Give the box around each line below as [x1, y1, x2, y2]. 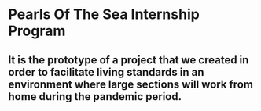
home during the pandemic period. [8, 90, 182, 103]
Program [8, 22, 66, 40]
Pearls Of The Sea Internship [8, 5, 200, 23]
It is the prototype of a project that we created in [8, 53, 249, 66]
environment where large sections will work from [8, 77, 254, 91]
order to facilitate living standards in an [8, 65, 204, 79]
